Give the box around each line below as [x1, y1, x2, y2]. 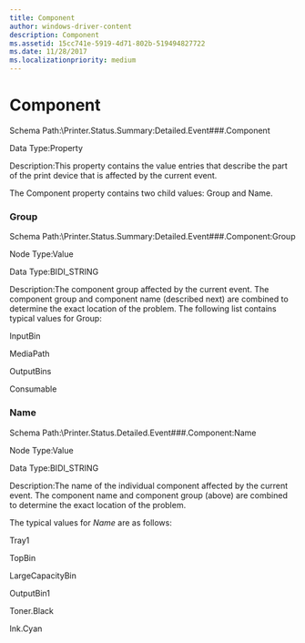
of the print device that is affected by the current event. [9, 169, 218, 180]
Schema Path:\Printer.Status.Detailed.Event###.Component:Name [9, 427, 257, 438]
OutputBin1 [9, 587, 50, 598]
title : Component [9, 13, 76, 23]
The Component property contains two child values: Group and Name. [9, 188, 273, 199]
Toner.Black [9, 605, 55, 616]
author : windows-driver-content [9, 22, 132, 31]
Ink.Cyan [9, 623, 43, 634]
